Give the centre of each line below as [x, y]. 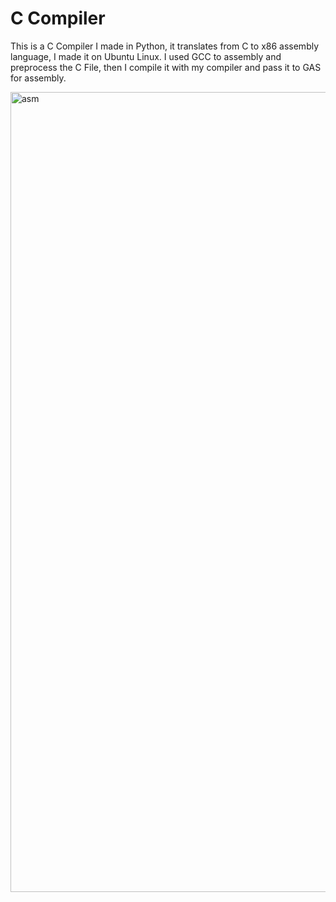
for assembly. [38, 78]
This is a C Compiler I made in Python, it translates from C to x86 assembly [165, 46]
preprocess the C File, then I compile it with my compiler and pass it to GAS [166, 67]
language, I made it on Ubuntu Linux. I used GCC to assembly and [146, 56]
